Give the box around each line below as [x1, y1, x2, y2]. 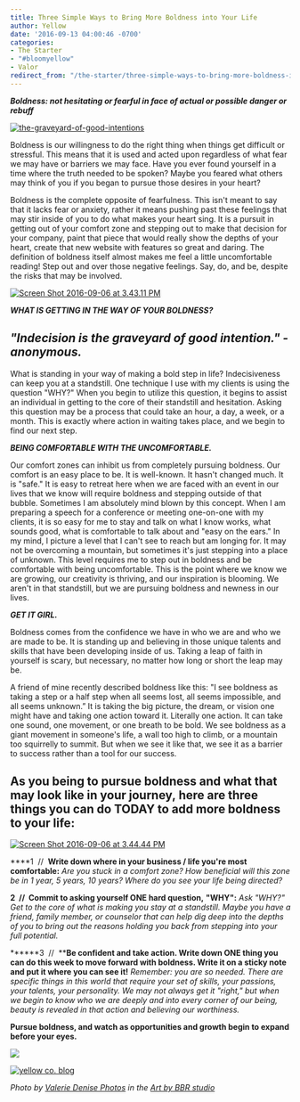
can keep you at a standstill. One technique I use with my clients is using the [10, 378, 290, 388]
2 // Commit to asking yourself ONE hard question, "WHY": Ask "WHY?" [10, 893, 286, 903]
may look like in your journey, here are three [10, 788, 259, 803]
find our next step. [10, 425, 78, 436]
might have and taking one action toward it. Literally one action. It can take [10, 710, 283, 721]
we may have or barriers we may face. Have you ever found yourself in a [10, 158, 277, 169]
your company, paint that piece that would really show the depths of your [10, 233, 279, 243]
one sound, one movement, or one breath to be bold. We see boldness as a [10, 719, 287, 731]
